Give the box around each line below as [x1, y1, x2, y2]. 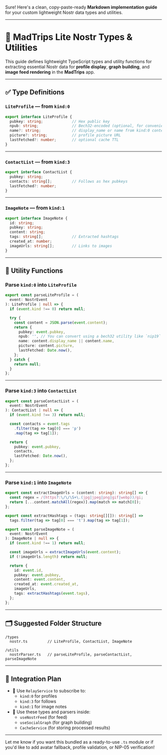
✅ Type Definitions [5, 88, 65, 96]
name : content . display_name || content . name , [18, 339, 114, 344]
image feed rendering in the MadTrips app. [5, 69, 95, 75]
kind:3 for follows [19, 698, 56, 704]
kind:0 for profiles [19, 693, 57, 699]
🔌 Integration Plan [5, 675, 62, 683]
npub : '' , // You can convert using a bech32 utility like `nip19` [18, 334, 162, 339]
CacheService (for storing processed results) [19, 725, 110, 731]
